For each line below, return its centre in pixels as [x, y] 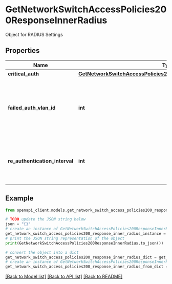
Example [19, 198]
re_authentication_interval [41, 161]
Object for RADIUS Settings [34, 34]
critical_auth [24, 74]
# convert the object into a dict [42, 252]
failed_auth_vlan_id [32, 108]
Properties [23, 50]
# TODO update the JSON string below [46, 219]
